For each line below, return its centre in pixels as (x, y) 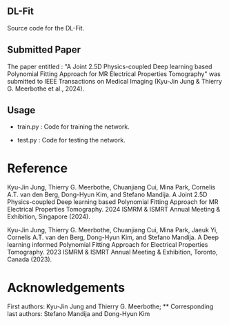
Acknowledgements (66, 287)
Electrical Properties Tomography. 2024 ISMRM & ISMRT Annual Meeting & (114, 210)
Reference (37, 168)
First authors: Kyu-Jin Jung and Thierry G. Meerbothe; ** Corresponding (110, 306)
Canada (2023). (30, 259)
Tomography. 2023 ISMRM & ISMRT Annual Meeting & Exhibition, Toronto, (112, 252)
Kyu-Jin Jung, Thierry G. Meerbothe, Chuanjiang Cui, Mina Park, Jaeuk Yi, (113, 230)
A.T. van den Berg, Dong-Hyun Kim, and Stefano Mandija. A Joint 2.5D (107, 195)
